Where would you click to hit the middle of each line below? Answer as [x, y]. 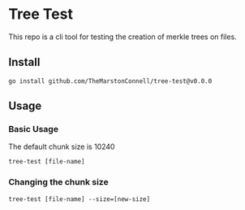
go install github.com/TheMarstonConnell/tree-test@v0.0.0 [110, 81]
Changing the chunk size [58, 182]
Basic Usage [34, 129]
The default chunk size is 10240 [62, 147]
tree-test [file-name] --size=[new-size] [80, 199]
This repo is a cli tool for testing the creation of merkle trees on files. [122, 37]
